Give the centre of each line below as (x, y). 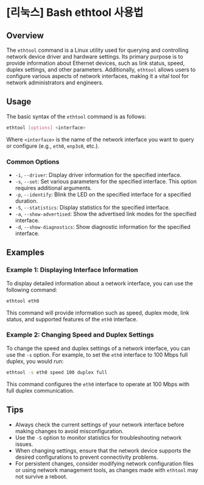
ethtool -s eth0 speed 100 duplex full (57, 372)
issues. (24, 444)
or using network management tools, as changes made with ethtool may (107, 470)
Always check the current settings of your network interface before (100, 425)
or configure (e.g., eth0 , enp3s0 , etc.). (53, 146)
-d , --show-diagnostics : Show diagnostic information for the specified (103, 227)
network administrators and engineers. (55, 82)
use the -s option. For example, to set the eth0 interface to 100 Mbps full (97, 354)
